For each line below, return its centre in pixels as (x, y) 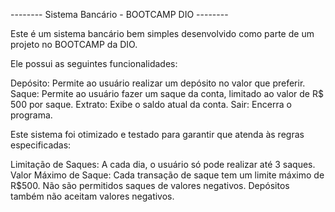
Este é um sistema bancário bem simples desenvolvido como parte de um (162, 33)
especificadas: (41, 145)
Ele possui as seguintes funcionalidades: (94, 63)
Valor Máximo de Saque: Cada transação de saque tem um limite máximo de (167, 175)
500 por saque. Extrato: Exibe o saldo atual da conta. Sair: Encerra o (151, 104)
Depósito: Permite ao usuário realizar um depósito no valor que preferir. (158, 83)
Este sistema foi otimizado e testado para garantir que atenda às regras (157, 134)
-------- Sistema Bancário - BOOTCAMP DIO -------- (119, 14)
